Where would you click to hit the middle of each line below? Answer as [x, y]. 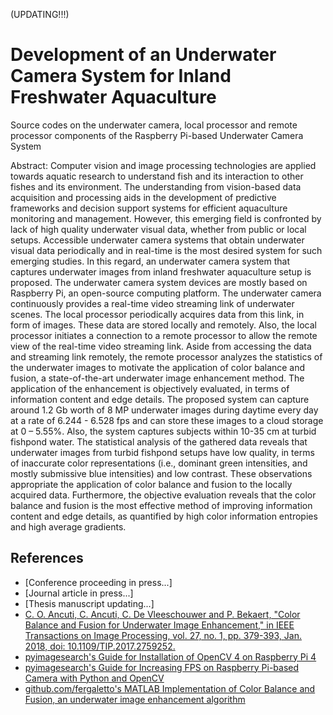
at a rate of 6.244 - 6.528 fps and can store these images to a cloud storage [167, 420]
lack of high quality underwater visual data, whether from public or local [158, 229]
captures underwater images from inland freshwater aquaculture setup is [161, 271]
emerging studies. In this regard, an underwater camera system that [150, 261]
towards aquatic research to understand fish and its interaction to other [157, 176]
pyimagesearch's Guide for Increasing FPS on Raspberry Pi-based [162, 667]
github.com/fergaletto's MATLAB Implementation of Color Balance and [170, 688]
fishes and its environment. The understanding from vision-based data [156, 186]
